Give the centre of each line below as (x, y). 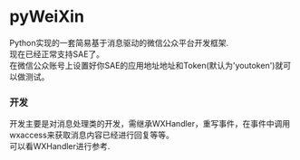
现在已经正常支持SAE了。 (57, 54)
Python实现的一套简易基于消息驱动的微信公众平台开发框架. (119, 42)
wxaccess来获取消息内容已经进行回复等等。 (92, 135)
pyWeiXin (47, 17)
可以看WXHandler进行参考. (60, 146)
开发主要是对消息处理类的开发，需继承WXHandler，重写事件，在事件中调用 (150, 124)
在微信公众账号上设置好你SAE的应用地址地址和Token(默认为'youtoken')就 (146, 65)
